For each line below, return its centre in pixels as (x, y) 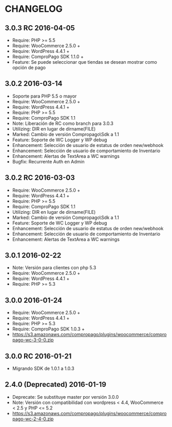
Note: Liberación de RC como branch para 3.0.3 (63, 123)
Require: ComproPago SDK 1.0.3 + (49, 329)
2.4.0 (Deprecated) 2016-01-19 (55, 385)
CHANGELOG (34, 9)
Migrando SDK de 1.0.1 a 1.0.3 (43, 368)
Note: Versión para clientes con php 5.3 (54, 268)
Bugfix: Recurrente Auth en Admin (49, 161)
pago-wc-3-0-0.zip (33, 340)
